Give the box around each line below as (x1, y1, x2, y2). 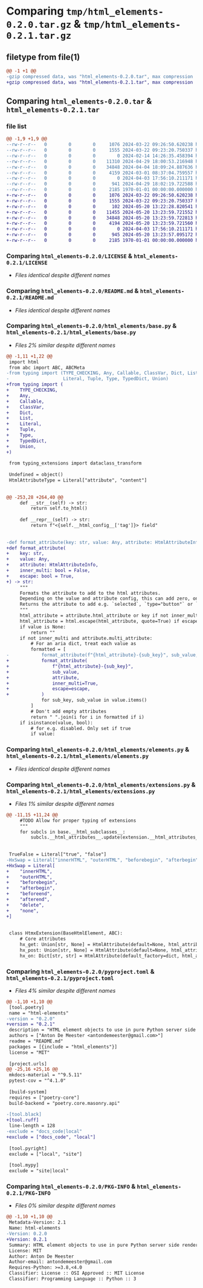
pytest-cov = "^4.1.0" (8, 1078, 66, 1084)
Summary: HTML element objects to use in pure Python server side (8, 1242, 180, 1248)
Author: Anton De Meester (8, 1253, 74, 1259)
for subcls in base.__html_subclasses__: (19, 829, 126, 835)
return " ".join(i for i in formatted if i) (30, 714, 145, 720)
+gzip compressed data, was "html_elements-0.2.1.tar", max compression (6, 79, 193, 86)
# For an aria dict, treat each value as (30, 641, 137, 647)
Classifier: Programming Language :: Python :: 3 (8, 1276, 137, 1282)
